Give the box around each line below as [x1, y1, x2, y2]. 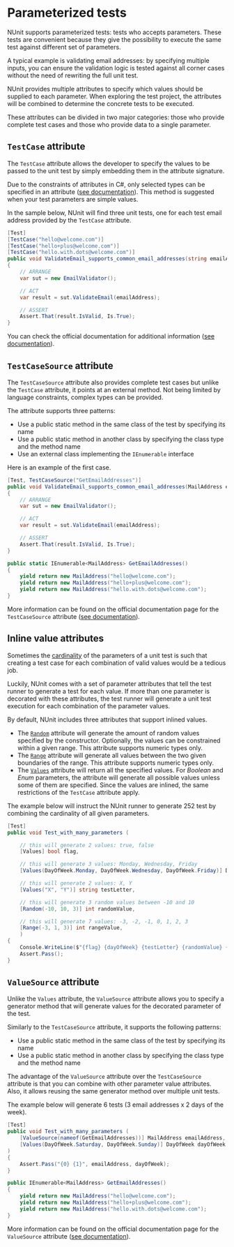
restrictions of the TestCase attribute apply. [17, 788, 141, 796]
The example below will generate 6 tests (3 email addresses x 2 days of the [7, 1100, 224, 1109]
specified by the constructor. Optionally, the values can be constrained [17, 736, 221, 745]
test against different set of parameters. [7, 43, 121, 51]
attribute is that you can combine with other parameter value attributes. [7, 1080, 212, 1088]
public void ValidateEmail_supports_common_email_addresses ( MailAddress [7, 483, 223, 490]
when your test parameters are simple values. [7, 195, 139, 203]
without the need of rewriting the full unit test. [7, 71, 139, 80]
